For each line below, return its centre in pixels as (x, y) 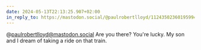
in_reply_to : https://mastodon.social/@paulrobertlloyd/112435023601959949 (103, 17)
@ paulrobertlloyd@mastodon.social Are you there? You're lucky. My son (95, 34)
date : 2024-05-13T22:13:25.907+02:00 (53, 12)
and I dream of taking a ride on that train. (57, 40)
